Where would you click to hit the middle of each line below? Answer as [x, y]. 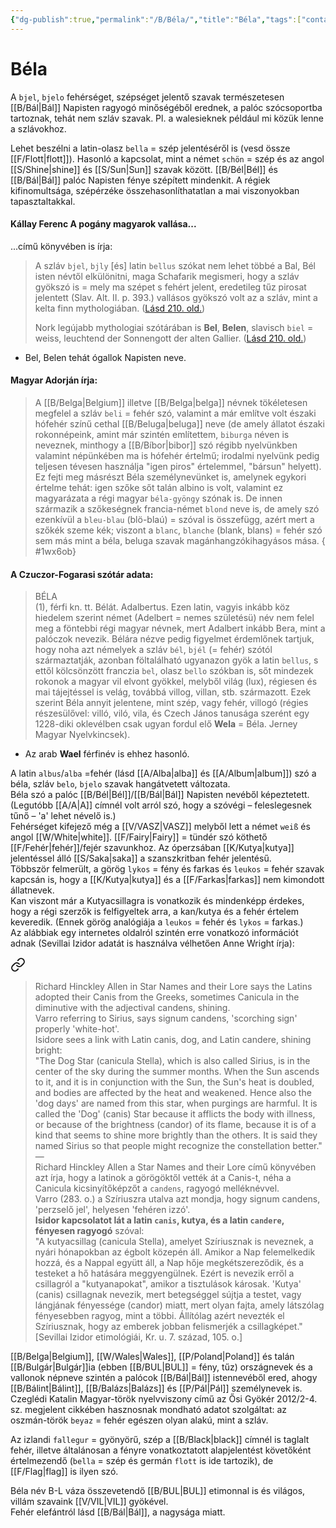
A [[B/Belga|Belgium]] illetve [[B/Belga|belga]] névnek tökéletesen [171, 402]
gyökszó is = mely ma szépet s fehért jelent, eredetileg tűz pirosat [170, 287]
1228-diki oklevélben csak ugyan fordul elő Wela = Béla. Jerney [166, 724]
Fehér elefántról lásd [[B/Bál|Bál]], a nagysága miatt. [118, 1512]
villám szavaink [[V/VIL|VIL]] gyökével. [89, 1502]
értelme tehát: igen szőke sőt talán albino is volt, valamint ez [159, 487]
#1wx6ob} [55, 551]
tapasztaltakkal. [43, 201]
